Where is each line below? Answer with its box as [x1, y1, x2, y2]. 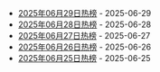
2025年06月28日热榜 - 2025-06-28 [17, 19, 152, 30]
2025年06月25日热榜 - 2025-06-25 [17, 53, 151, 63]
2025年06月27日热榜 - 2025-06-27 [17, 31, 151, 40]
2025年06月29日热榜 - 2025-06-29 [17, 8, 152, 18]
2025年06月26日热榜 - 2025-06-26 [17, 41, 152, 52]
